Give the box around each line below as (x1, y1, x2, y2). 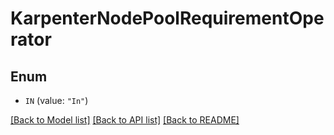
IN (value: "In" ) (24, 95, 89, 106)
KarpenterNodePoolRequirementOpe (10, 7, 325, 30)
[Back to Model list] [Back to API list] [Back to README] (10, 114, 240, 126)
